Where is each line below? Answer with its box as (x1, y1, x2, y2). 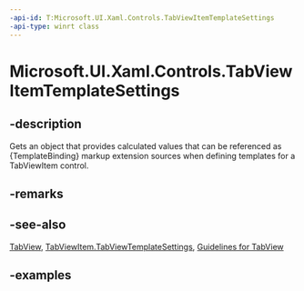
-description (9, 116, 82, 132)
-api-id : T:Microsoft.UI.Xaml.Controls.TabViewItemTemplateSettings (9, 13, 275, 23)
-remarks (9, 186, 64, 201)
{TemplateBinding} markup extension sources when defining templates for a (9, 150, 296, 161)
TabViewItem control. (9, 160, 89, 171)
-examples (9, 267, 72, 283)
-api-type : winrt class (9, 22, 100, 31)
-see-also (9, 217, 66, 233)
